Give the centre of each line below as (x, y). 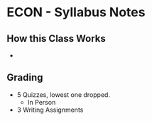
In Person (42, 102)
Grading (25, 77)
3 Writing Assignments (50, 110)
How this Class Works (56, 39)
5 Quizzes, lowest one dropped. (64, 94)
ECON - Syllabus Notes (76, 12)
